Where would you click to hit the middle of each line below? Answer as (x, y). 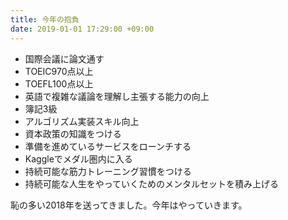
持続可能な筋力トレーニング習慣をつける (108, 171)
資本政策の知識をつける (73, 133)
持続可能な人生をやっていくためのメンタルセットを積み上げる (152, 183)
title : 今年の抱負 (45, 19)
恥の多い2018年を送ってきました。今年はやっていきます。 (129, 205)
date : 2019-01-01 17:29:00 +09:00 (82, 29)
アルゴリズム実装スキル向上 (82, 121)
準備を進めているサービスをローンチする (108, 146)
